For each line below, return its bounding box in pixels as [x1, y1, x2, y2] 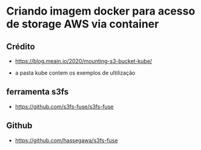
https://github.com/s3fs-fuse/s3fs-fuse [15, 103, 114, 110]
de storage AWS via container [6, 17, 159, 31]
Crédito [6, 41, 35, 52]
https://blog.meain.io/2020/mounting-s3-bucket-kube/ [15, 58, 153, 64]
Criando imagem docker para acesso [6, 4, 196, 18]
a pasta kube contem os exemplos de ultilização [15, 69, 136, 77]
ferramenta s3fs [6, 87, 69, 97]
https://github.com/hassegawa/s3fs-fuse [15, 137, 118, 144]
